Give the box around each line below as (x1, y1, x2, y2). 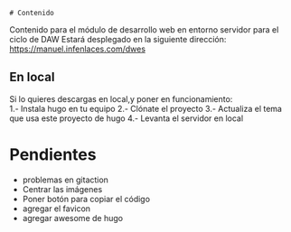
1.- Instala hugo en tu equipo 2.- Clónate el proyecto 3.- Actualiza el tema (9, 103, 283, 114)
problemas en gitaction (22, 174, 108, 185)
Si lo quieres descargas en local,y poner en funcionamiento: (9, 93, 233, 104)
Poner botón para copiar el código (22, 193, 151, 204)
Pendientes (9, 144, 97, 164)
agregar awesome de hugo (22, 212, 124, 223)
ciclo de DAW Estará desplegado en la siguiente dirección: (9, 34, 227, 44)
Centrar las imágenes (22, 183, 103, 194)
